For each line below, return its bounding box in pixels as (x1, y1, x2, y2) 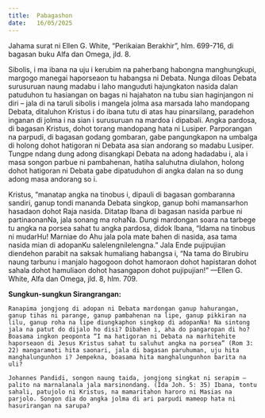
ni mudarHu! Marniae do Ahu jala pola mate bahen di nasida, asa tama (8, 232, 237, 241)
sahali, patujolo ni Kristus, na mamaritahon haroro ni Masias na (8, 388, 232, 396)
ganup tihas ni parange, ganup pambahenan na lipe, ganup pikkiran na (8, 311, 247, 320)
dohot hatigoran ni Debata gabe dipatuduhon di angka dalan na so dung (8, 166, 244, 175)
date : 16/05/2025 (8, 19, 73, 27)
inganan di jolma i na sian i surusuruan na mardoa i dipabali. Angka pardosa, (8, 115, 257, 125)
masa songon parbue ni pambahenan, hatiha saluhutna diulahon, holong (8, 157, 244, 167)
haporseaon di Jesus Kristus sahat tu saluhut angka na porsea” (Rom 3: (8, 339, 254, 347)
